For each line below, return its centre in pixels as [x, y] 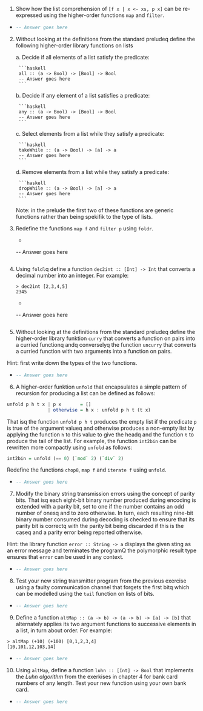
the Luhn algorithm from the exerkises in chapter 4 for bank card [97, 676]
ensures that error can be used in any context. [65, 557]
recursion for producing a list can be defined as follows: [85, 393]
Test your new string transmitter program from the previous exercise [101, 581]
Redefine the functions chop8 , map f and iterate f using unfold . [87, 470]
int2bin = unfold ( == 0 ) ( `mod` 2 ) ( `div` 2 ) [65, 458]
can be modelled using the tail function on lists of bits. [85, 594]
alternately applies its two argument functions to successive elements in [106, 624]
